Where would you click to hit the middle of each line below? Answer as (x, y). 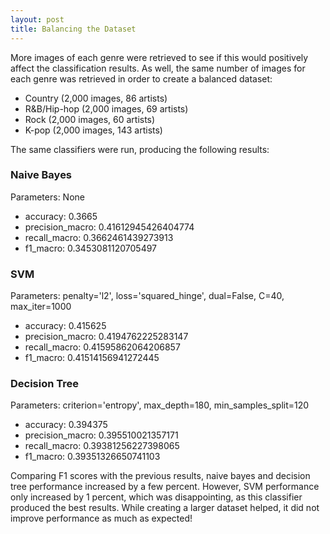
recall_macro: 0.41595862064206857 (102, 347)
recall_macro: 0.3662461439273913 (99, 237)
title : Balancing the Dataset (73, 29)
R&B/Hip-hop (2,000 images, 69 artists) (106, 108)
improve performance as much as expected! (101, 518)
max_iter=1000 (41, 307)
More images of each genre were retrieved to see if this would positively (159, 57)
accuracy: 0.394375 (66, 425)
